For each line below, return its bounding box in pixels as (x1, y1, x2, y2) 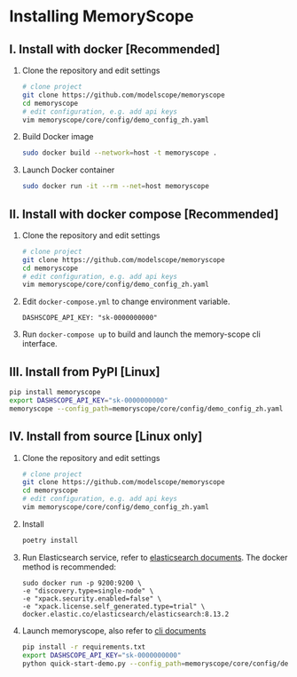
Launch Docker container (21, 164, 115, 175)
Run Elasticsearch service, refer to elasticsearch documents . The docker (21, 552, 288, 562)
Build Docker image (21, 131, 95, 142)
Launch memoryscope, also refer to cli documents (21, 625, 207, 636)
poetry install (21, 536, 79, 545)
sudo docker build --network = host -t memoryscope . (21, 148, 217, 157)
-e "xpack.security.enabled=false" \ (21, 593, 162, 603)
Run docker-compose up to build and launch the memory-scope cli (21, 329, 262, 339)
